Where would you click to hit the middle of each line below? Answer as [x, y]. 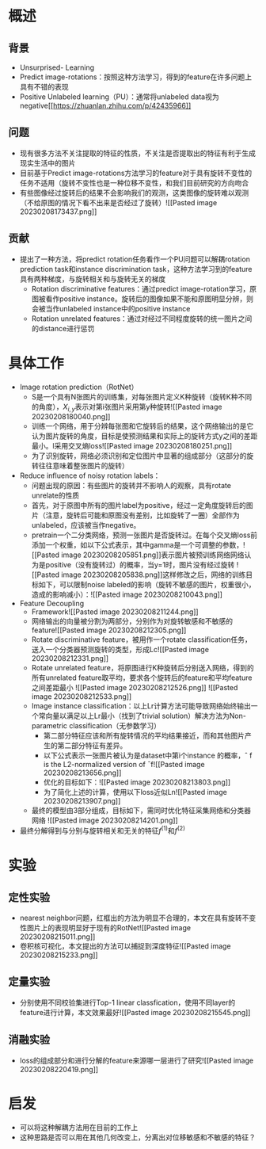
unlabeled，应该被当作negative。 [86, 525]
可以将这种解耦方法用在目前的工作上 [79, 1127]
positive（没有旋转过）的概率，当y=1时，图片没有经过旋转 [140, 565]
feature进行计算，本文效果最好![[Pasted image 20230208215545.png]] [135, 1012]
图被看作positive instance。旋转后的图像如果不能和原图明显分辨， [139, 299]
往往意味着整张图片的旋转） [84, 466]
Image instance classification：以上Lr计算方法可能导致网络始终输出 [141, 706]
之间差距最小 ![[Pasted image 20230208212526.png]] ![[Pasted [135, 688]
